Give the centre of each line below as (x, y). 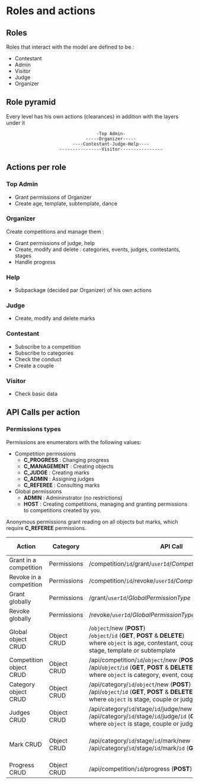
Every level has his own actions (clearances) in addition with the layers (92, 116)
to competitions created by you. (62, 510)
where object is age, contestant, (134, 642)
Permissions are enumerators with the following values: (74, 442)
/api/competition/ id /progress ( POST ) (140, 769)
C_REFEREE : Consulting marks (62, 485)
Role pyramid (31, 102)
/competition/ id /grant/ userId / (130, 564)
